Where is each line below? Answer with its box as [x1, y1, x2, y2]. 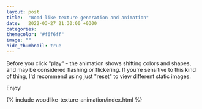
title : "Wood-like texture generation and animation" [6, 15, 149, 21]
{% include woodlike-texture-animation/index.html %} [6, 96, 143, 104]
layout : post [6, 9, 40, 15]
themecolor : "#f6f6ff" [6, 32, 64, 38]
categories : [6, 26, 37, 32]
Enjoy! [6, 84, 23, 91]
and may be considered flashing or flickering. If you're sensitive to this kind [6, 66, 196, 73]
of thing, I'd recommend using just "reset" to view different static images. [6, 72, 192, 80]
